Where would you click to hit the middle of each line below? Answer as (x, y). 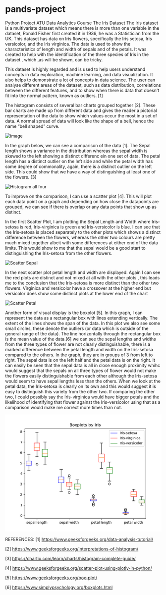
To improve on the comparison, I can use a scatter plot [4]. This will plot (79, 196)
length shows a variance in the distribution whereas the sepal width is (76, 151)
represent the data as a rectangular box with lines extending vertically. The (82, 318)
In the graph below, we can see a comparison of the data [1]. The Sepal (78, 145)
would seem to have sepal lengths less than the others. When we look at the (83, 381)
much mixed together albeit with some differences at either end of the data (82, 243)
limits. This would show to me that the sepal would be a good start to (75, 248)
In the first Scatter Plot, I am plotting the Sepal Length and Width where (78, 221)
